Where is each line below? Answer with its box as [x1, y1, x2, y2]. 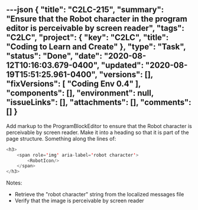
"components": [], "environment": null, [6, 88, 154, 98]
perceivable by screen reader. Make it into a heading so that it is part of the [6, 129, 189, 136]
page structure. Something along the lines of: [6, 135, 116, 142]
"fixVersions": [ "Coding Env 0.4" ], [6, 79, 141, 89]
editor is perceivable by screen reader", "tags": [6, 23, 185, 33]
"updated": [100, 61, 144, 71]
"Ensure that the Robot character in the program [6, 14, 187, 24]
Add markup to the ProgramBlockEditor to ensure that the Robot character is [6, 122, 192, 129]
